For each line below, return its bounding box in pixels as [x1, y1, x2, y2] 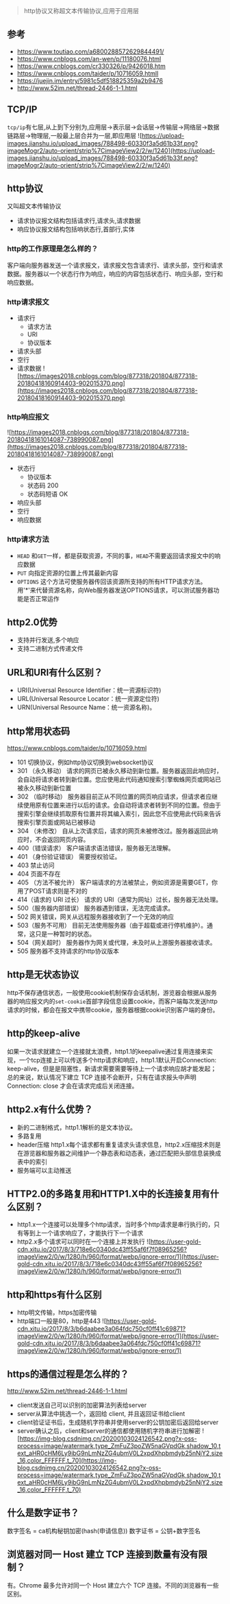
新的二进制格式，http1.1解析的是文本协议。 [16, 1123, 137, 1132]
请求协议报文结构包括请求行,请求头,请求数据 [16, 216, 141, 225]
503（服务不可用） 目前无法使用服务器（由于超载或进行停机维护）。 [16, 921, 207, 930]
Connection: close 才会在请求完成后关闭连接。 [7, 1081, 138, 1090]
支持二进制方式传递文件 [16, 645, 84, 653]
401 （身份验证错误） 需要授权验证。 [16, 853, 121, 861]
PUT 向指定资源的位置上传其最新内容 [16, 569, 118, 577]
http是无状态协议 [7, 969, 79, 981]
